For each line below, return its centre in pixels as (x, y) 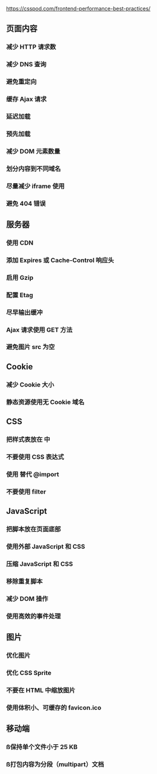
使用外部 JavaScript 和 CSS (46, 546)
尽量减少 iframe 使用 (36, 186)
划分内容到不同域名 (33, 168)
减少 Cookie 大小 (30, 385)
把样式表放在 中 (28, 439)
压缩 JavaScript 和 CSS (39, 564)
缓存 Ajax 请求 (26, 99)
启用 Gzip (20, 277)
